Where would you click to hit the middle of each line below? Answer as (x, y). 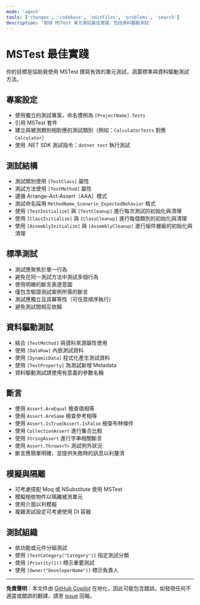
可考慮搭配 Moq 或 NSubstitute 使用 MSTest (68, 489)
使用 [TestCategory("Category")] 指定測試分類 (72, 555)
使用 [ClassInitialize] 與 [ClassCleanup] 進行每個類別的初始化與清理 (101, 218)
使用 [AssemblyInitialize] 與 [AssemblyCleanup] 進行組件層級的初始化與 (104, 226)
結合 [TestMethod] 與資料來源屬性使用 (61, 343)
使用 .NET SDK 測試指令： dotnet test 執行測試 (72, 145)
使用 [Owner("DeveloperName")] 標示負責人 (67, 570)
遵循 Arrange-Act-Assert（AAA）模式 (61, 196)
